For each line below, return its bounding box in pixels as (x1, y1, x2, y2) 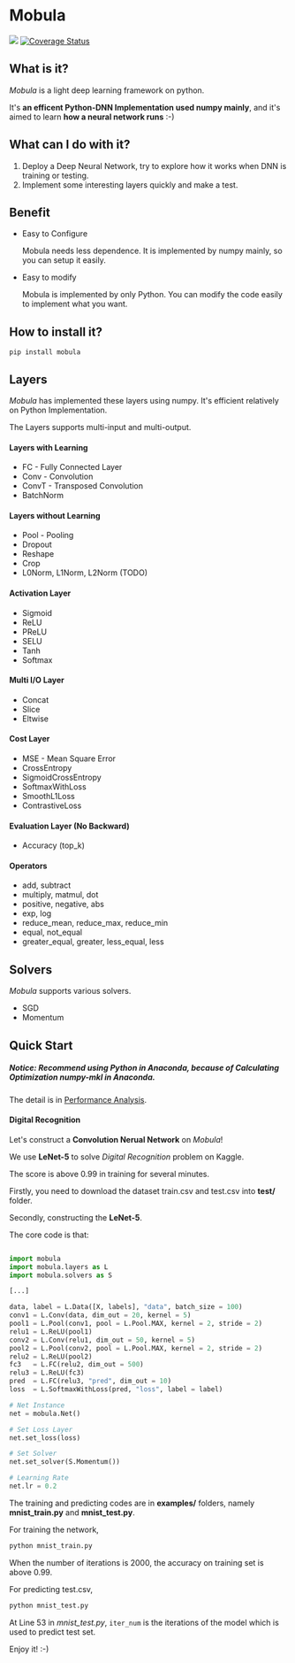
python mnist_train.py (9, 1541, 93, 1550)
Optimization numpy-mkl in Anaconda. (9, 1072, 156, 1082)
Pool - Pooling (21, 530, 74, 541)
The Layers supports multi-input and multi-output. (9, 422, 192, 432)
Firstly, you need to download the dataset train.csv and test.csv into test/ (9, 1185, 276, 1196)
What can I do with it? (9, 137, 131, 152)
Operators (9, 860, 48, 871)
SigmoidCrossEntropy (21, 772, 102, 783)
